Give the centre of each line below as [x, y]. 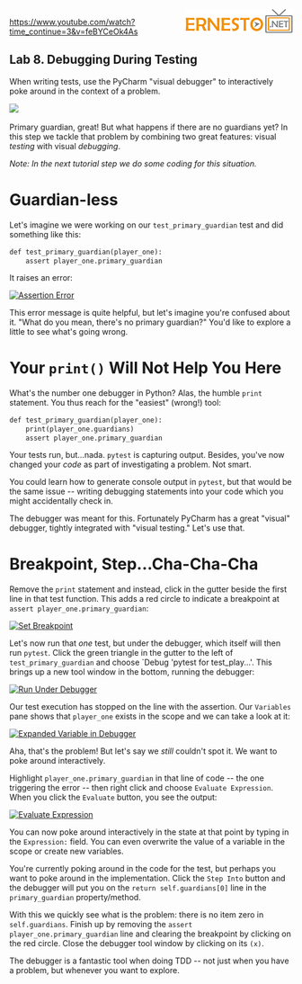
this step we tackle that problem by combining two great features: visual [143, 136]
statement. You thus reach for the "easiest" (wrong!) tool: [115, 402]
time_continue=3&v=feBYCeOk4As [74, 31]
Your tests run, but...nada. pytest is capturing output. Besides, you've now [147, 454]
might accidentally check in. [62, 501]
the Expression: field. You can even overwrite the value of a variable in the [147, 841]
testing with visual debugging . [65, 146]
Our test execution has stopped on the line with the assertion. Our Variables [151, 706]
